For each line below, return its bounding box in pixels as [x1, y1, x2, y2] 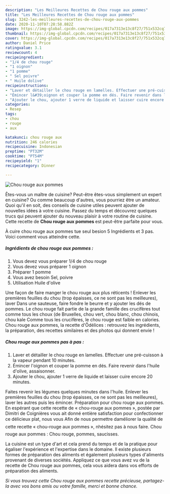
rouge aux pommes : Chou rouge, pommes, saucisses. [5, 430, 119, 437]
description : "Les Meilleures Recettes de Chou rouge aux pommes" [5, 7, 148, 13]
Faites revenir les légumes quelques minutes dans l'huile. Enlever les [5, 388, 148, 394]
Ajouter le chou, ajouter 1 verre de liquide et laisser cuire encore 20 [12, 373, 153, 379]
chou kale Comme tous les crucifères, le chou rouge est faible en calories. [5, 316, 160, 323]
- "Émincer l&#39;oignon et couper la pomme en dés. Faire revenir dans [5, 92, 162, 98]
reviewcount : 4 [5, 50, 37, 55]
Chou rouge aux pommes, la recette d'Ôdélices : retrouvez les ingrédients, [5, 322, 160, 328]
